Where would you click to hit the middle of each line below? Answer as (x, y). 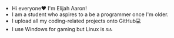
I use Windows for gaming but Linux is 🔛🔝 (62, 29)
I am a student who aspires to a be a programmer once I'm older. (90, 14)
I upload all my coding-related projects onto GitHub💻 (76, 21)
